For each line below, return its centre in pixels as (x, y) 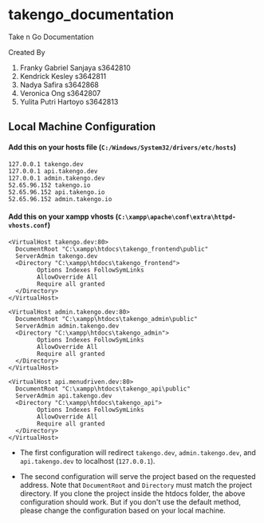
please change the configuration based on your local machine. (122, 510)
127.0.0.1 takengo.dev (46, 164)
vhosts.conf (28, 226)
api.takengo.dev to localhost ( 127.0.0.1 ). (87, 461)
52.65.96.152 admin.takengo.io (60, 199)
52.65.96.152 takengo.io (49, 185)
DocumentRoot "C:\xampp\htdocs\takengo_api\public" (103, 389)
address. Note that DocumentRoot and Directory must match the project (136, 485)
